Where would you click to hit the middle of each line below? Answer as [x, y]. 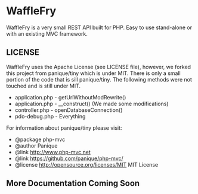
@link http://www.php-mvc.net [53, 152]
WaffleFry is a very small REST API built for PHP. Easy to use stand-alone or [99, 27]
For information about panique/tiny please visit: [64, 128]
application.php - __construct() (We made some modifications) [92, 104]
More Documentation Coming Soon [73, 184]
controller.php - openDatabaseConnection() [69, 110]
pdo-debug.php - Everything [50, 116]
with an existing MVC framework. [47, 33]
